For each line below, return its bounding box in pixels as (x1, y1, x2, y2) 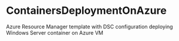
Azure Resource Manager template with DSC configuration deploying (6, 23, 173, 30)
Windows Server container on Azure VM (6, 29, 104, 36)
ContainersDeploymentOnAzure (6, 4, 167, 17)
